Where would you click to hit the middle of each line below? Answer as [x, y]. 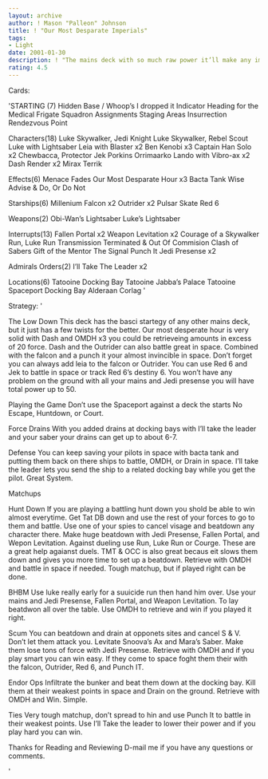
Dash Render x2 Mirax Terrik [55, 164]
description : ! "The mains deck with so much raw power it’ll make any [130, 61]
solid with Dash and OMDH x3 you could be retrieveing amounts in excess [130, 338]
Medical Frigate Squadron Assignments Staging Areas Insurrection [118, 114]
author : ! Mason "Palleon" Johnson [67, 23]
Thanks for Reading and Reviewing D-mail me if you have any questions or [131, 747]
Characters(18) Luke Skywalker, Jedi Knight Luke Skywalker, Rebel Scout [128, 138]
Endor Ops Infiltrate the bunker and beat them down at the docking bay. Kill [132, 682]
